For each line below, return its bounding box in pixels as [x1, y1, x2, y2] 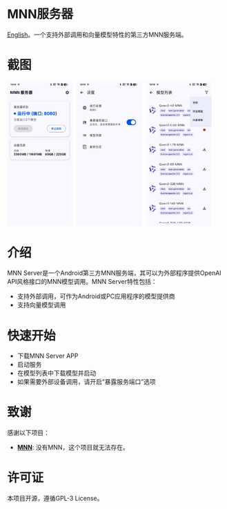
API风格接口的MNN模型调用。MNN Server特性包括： [7, 278, 157, 286]
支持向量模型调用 [17, 301, 66, 309]
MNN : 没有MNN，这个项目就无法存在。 [17, 443, 129, 452]
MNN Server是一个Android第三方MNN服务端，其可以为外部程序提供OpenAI [7, 269, 222, 277]
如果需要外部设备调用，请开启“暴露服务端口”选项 [17, 378, 157, 386]
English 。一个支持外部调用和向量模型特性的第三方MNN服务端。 [7, 30, 188, 39]
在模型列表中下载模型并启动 [17, 369, 97, 377]
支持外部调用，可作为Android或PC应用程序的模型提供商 [17, 292, 175, 300]
